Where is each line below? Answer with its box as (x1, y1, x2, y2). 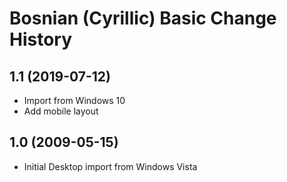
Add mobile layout (23, 105, 99, 117)
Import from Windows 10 (23, 95, 126, 106)
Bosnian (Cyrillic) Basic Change (9, 7, 277, 30)
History (9, 28, 73, 51)
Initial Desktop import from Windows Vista (23, 160, 198, 172)
